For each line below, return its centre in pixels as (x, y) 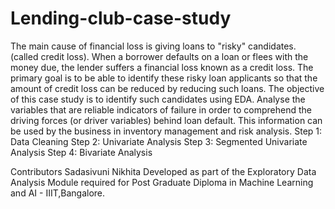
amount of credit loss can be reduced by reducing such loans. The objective (167, 88)
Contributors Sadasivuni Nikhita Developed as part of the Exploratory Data (163, 171)
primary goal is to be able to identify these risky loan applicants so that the (164, 78)
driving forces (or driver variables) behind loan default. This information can (166, 120)
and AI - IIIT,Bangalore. (58, 193)
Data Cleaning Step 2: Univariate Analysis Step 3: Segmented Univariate (159, 141)
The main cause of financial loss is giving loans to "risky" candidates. (153, 46)
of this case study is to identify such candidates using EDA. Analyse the (158, 99)
